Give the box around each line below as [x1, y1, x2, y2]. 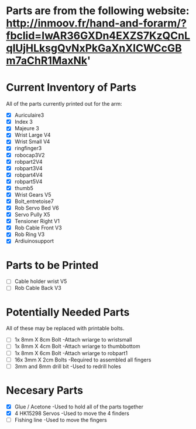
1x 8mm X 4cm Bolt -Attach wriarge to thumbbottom [14, 343, 140, 350]
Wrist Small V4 [14, 138, 50, 145]
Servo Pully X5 [14, 211, 51, 218]
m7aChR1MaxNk [6, 54, 88, 67]
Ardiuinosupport [14, 238, 54, 245]
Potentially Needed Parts [6, 305, 130, 319]
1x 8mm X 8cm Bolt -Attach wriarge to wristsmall [14, 336, 132, 343]
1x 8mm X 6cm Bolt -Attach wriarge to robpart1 [14, 349, 128, 356]
